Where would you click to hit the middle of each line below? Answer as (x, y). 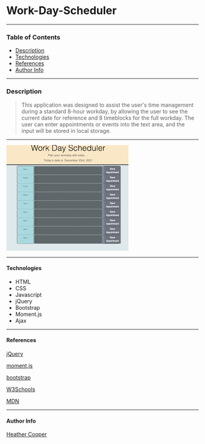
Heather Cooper (27, 434)
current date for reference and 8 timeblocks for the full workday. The (108, 118)
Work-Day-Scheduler (62, 11)
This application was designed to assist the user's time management (107, 105)
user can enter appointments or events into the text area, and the (103, 124)
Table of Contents (34, 37)
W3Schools (21, 389)
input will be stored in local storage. (66, 131)
